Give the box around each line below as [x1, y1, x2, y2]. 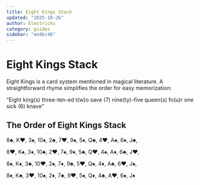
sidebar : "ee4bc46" [6, 32, 56, 38]
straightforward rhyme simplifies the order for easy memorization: [6, 85, 172, 92]
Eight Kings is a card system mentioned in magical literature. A [6, 78, 163, 85]
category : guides [6, 26, 51, 32]
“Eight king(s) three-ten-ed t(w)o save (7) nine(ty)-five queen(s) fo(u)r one [6, 96, 194, 103]
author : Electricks [6, 20, 56, 26]
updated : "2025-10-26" [6, 15, 64, 21]
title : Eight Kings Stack [6, 9, 72, 15]
